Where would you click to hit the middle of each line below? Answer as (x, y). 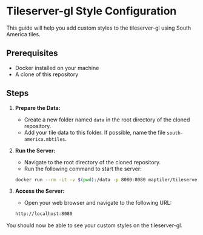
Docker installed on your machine (57, 68)
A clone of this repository (47, 74)
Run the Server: (35, 150)
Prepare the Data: (38, 108)
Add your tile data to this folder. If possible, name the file (95, 132)
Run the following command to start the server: (83, 169)
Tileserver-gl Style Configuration (92, 11)
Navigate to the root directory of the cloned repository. (92, 162)
